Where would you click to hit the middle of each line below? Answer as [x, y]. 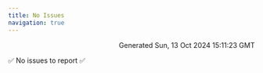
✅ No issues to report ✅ [47, 60]
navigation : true [36, 23]
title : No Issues [36, 15]
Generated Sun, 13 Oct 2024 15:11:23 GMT [187, 45]
